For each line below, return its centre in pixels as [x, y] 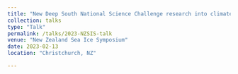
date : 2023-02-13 [33, 47]
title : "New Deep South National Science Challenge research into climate [120, 14]
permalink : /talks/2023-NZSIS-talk [60, 33]
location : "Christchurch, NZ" [52, 54]
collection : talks [34, 20]
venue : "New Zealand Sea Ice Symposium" [68, 40]
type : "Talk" [27, 27]
